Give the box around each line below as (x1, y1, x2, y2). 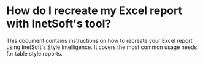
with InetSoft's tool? (6, 17, 112, 31)
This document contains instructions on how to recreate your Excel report (6, 37, 193, 44)
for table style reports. (6, 50, 63, 57)
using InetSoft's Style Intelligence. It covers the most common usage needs (6, 43, 197, 51)
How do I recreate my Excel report (6, 4, 183, 18)
